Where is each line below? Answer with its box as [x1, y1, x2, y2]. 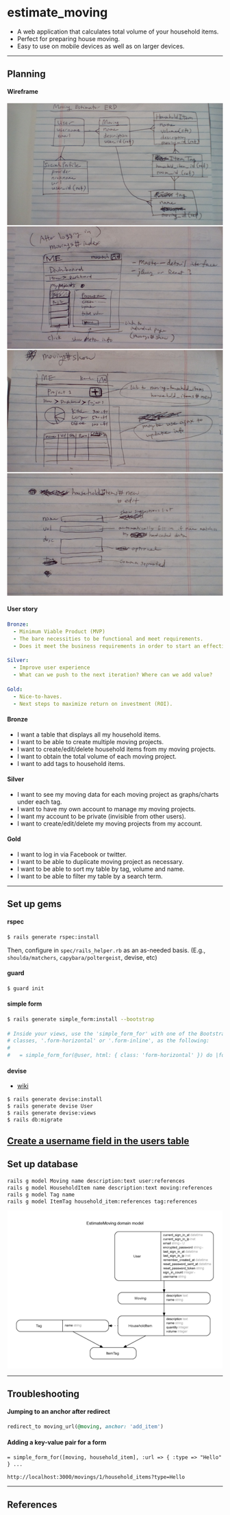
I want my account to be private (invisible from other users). [16, 812, 186, 820]
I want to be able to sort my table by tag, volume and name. [16, 865, 185, 874]
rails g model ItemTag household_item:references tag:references [7, 1198, 197, 1205]
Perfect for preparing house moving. [16, 34, 120, 42]
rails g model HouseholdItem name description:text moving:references [7, 1184, 213, 1191]
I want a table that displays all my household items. [16, 730, 161, 739]
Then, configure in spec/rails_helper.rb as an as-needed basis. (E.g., [7, 946, 206, 954]
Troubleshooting [7, 1388, 80, 1400]
